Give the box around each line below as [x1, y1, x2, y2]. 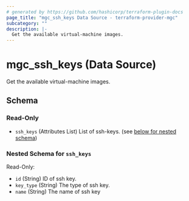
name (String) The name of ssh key [15, 188, 101, 196]
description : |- [6, 26, 47, 32]
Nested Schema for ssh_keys [6, 149, 92, 158]
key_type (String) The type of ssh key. [15, 182, 111, 189]
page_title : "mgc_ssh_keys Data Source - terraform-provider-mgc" [6, 15, 178, 21]
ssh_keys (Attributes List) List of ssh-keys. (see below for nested [15, 127, 177, 135]
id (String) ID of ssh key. [15, 175, 77, 183]
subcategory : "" [6, 20, 47, 26]
